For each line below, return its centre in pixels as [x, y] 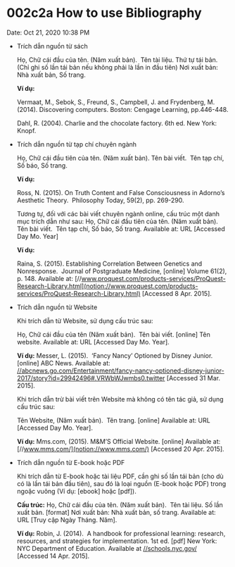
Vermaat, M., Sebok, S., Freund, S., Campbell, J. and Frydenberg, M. [116, 102]
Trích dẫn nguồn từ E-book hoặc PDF [71, 462]
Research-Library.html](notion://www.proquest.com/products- [107, 286]
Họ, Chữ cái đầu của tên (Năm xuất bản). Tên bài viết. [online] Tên [113, 334]
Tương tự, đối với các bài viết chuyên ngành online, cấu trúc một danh [118, 213]
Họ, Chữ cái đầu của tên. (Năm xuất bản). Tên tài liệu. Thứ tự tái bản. [117, 60]
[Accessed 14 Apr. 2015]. [53, 556]
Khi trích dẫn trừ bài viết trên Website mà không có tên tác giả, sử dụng [120, 399]
